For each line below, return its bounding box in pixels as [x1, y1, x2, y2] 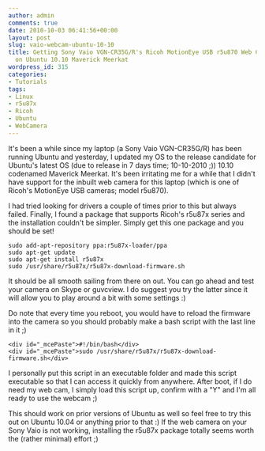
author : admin [8, 11, 55, 20]
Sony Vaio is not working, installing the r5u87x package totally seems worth [8, 425, 255, 435]
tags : [8, 85, 26, 93]
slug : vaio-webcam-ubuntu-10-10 [8, 41, 114, 49]
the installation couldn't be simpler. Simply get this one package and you [8, 218, 244, 227]
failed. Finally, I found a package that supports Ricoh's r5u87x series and [8, 209, 245, 218]
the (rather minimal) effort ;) [8, 434, 99, 443]
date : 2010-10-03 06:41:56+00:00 [8, 26, 118, 34]
